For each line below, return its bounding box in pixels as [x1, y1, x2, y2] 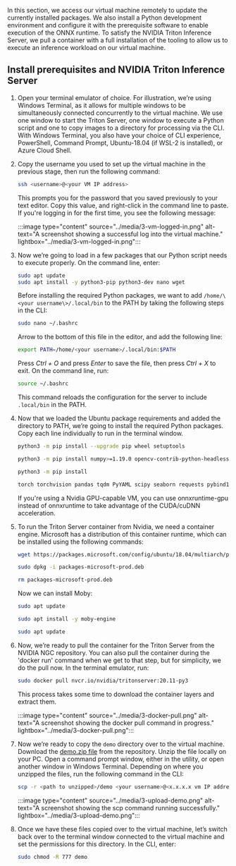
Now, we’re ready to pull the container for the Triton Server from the [17, 641, 215, 649]
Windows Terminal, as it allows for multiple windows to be [17, 101, 186, 109]
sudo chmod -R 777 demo [17, 853, 88, 860]
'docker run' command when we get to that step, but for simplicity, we [17, 656, 222, 664]
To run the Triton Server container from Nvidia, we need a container [17, 522, 215, 531]
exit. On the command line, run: [17, 367, 109, 375]
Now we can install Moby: [17, 589, 93, 598]
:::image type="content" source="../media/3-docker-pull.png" [17, 711, 197, 719]
